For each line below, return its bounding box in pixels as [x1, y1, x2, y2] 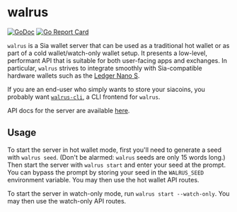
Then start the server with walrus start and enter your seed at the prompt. [7, 160, 226, 169]
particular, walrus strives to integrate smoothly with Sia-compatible [7, 64, 203, 72]
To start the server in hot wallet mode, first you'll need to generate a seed [7, 146, 221, 154]
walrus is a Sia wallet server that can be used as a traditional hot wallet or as [7, 41, 230, 49]
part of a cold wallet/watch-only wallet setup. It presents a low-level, [7, 49, 207, 57]
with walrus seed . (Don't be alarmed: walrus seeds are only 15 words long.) [7, 153, 226, 161]
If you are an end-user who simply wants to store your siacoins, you [7, 85, 205, 93]
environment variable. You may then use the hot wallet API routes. [7, 175, 200, 184]
